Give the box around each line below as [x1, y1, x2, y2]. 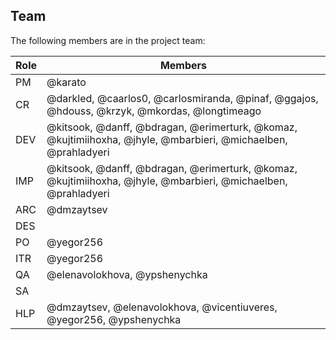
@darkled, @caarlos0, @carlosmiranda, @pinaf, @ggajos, [46, 91, 319, 105]
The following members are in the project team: [10, 34, 206, 46]
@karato [46, 75, 87, 89]
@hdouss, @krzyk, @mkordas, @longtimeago [46, 104, 262, 118]
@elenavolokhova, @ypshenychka [46, 267, 208, 281]
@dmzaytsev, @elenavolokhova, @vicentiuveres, [46, 300, 278, 314]
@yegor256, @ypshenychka [46, 312, 182, 326]
